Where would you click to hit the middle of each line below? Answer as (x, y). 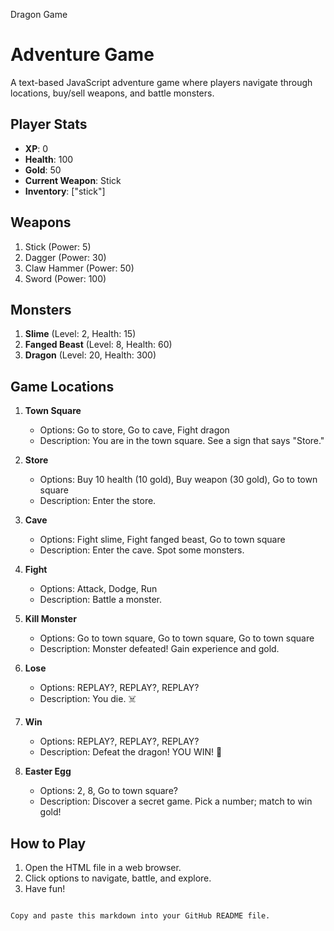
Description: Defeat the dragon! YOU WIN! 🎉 (131, 752)
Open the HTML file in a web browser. (103, 867)
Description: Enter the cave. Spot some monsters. (142, 550)
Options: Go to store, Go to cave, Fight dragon (134, 430)
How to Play (48, 843)
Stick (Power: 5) (58, 246)
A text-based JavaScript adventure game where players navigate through (161, 82)
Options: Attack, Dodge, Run (98, 589)
